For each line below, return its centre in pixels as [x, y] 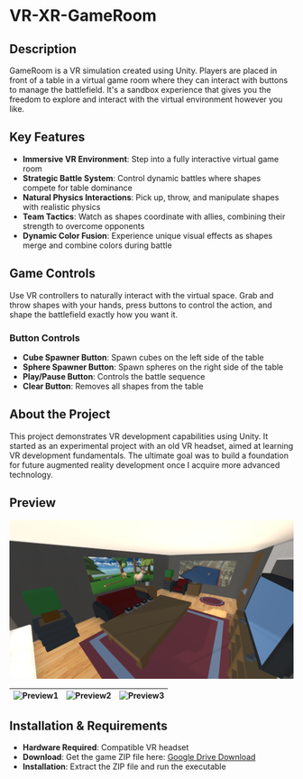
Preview [33, 503]
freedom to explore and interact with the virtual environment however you [146, 99]
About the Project [60, 414]
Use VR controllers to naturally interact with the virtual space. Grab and [142, 295]
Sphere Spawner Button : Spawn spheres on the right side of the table [153, 367]
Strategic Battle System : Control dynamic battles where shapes [142, 178]
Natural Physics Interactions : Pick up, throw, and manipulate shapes [151, 197]
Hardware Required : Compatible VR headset [106, 747]
